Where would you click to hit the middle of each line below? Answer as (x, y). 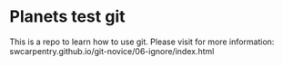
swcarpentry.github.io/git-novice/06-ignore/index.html (112, 51)
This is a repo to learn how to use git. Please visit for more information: (142, 42)
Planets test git (67, 17)
